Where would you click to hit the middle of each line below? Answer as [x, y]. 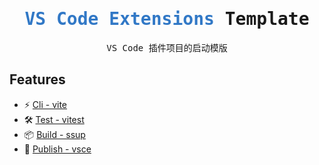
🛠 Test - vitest [54, 119]
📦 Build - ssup [54, 134]
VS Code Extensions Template [167, 19]
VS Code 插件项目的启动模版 [167, 47]
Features [37, 79]
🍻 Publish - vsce [57, 149]
